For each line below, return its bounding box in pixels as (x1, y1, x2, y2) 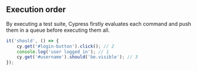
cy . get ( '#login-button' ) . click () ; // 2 (16, 43, 115, 49)
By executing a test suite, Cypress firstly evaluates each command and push (6, 20, 192, 27)
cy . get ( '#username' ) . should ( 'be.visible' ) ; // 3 (16, 54, 138, 60)
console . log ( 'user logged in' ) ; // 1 (16, 49, 109, 55)
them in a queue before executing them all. (6, 26, 110, 33)
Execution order (6, 5, 66, 15)
